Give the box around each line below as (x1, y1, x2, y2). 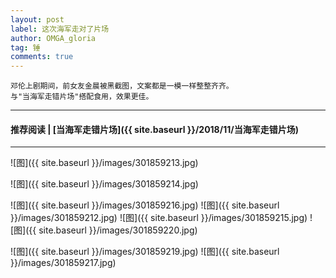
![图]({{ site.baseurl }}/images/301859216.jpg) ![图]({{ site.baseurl (10, 199, 280, 211)
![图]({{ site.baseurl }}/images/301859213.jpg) (10, 157, 199, 169)
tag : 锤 (10, 42, 41, 53)
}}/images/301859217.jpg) (10, 257, 117, 269)
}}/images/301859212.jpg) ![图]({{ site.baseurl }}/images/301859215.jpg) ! (10, 212, 313, 224)
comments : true (10, 52, 74, 62)
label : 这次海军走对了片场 (10, 24, 110, 34)
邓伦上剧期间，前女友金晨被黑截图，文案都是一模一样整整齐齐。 (10, 81, 234, 91)
